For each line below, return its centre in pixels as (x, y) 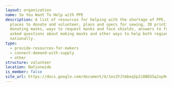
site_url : (16, 77)
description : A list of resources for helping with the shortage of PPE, (86, 19)
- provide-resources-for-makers (45, 48)
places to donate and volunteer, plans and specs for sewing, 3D (81, 24)
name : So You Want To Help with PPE (44, 15)
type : (11, 43)
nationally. (23, 39)
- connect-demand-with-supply (42, 53)
